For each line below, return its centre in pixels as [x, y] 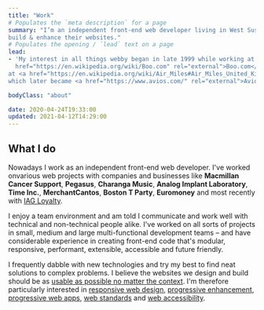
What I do [32, 149]
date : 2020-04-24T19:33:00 [52, 109]
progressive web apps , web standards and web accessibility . [107, 297]
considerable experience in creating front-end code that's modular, [117, 241]
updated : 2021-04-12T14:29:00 [58, 117]
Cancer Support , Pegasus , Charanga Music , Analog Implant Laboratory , [128, 184]
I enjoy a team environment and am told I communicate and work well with [128, 216]
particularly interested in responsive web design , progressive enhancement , [131, 289]
